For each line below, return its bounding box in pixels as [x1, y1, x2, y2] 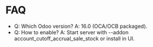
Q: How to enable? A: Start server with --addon [14, 28, 129, 35]
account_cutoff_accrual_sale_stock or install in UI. [14, 35, 135, 42]
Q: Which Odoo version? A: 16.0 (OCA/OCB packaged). [14, 23, 148, 30]
